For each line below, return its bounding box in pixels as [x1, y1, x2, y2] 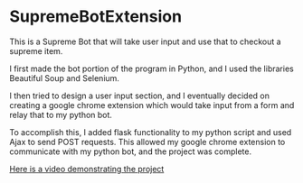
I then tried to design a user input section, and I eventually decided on [9, 90, 270, 101]
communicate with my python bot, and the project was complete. [9, 146, 251, 157]
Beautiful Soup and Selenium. [9, 72, 120, 83]
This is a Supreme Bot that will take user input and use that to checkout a [9, 36, 282, 47]
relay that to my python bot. [9, 109, 113, 120]
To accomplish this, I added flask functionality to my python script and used [9, 126, 292, 137]
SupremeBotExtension [9, 6, 183, 27]
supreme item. [9, 45, 63, 56]
